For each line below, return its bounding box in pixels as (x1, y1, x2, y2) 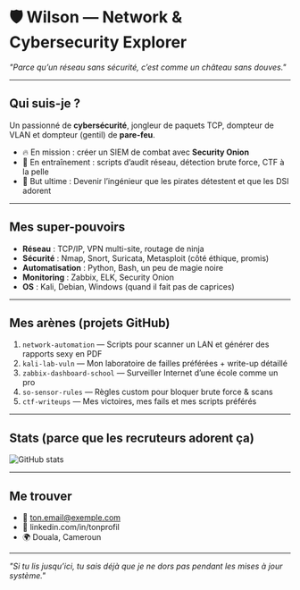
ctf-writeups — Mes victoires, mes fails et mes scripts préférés (21, 396, 257, 407)
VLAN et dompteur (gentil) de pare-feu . (9, 129, 156, 139)
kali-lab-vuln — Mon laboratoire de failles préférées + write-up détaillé (21, 358, 288, 369)
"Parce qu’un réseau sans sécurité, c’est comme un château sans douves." (9, 62, 287, 72)
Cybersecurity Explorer (9, 32, 187, 53)
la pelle (21, 166, 49, 177)
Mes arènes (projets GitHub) (9, 315, 171, 331)
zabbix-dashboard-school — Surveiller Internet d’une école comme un (21, 367, 279, 378)
